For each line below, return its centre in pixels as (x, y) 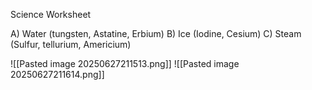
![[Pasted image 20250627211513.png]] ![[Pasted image (125, 63)
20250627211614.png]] (57, 74)
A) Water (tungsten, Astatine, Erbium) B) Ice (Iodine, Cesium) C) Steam (156, 33)
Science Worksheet (51, 14)
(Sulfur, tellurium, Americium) (71, 44)
